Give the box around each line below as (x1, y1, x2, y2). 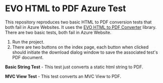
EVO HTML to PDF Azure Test (5, 3, 126, 14)
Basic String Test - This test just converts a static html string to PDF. (5, 64, 143, 70)
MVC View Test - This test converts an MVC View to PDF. (5, 73, 122, 79)
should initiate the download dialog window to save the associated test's (12, 49, 158, 55)
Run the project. (12, 39, 45, 44)
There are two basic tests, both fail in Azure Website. (5, 29, 111, 35)
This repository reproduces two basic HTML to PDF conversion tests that (5, 19, 152, 25)
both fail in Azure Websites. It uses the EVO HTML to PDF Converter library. (5, 24, 157, 30)
